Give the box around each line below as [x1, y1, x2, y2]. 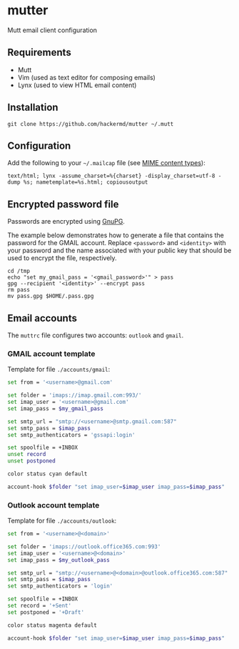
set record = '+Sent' [7, 603, 72, 610]
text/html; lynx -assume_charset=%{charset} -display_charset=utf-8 [7, 172, 215, 180]
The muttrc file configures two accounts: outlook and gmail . [7, 331, 184, 340]
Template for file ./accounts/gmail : [7, 365, 111, 374]
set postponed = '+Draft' [7, 608, 84, 616]
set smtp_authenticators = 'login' [7, 583, 113, 590]
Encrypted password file [7, 198, 119, 210]
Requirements [7, 46, 71, 59]
